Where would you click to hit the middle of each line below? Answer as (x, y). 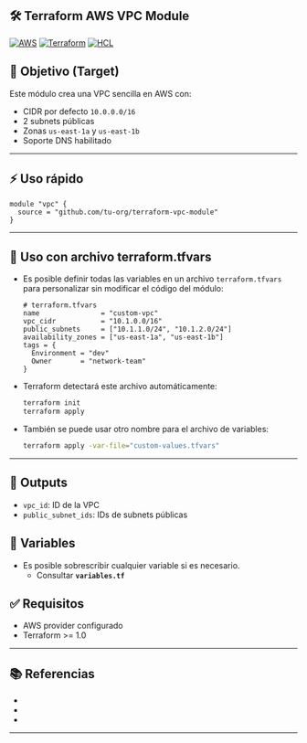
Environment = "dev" (70, 354)
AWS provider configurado (73, 626)
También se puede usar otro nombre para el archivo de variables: (146, 429)
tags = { (39, 345)
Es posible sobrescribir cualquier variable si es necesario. (131, 565)
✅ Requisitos (47, 604)
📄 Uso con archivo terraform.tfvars (111, 256)
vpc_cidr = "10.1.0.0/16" (92, 322)
